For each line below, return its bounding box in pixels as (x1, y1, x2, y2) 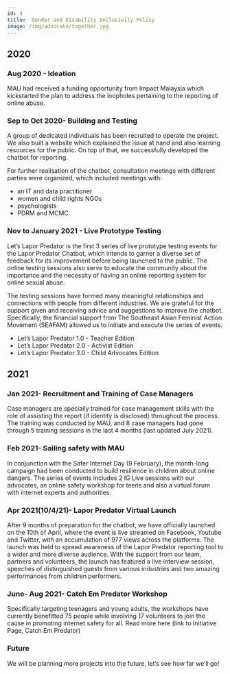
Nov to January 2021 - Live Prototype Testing (7, 226, 161, 236)
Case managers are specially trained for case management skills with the (7, 405, 214, 413)
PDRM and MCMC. (16, 209, 71, 217)
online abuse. (7, 99, 46, 107)
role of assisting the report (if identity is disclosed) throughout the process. (7, 412, 220, 420)
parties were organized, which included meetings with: (7, 174, 163, 182)
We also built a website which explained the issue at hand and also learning (7, 139, 221, 147)
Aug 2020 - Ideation (7, 69, 76, 78)
